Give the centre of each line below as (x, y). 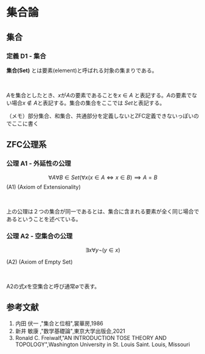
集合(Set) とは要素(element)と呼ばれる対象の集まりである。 (82, 70)
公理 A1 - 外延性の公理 (39, 164)
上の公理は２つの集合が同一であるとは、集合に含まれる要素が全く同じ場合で (103, 211)
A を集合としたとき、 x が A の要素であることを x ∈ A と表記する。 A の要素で (99, 95)
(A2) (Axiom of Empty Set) (39, 262)
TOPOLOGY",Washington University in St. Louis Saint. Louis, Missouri (102, 344)
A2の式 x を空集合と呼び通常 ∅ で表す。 (53, 286)
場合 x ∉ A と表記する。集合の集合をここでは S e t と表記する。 (88, 103)
